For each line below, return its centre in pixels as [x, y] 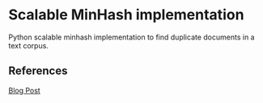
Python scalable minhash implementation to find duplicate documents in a [131, 37]
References [38, 71]
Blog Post [24, 90]
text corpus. [28, 45]
